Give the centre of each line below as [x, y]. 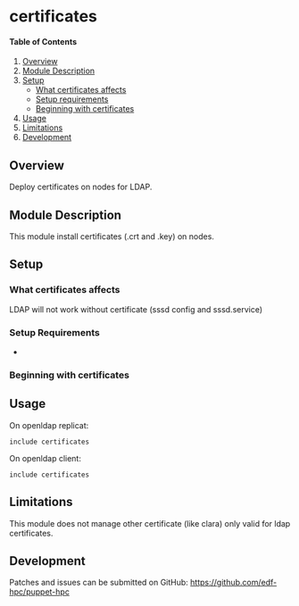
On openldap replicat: [49, 425]
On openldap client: [46, 458]
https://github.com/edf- [234, 583]
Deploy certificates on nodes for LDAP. [81, 187]
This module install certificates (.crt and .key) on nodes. [112, 237]
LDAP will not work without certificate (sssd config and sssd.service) [136, 309]
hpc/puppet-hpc [39, 592]
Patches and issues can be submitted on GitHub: [99, 583]
